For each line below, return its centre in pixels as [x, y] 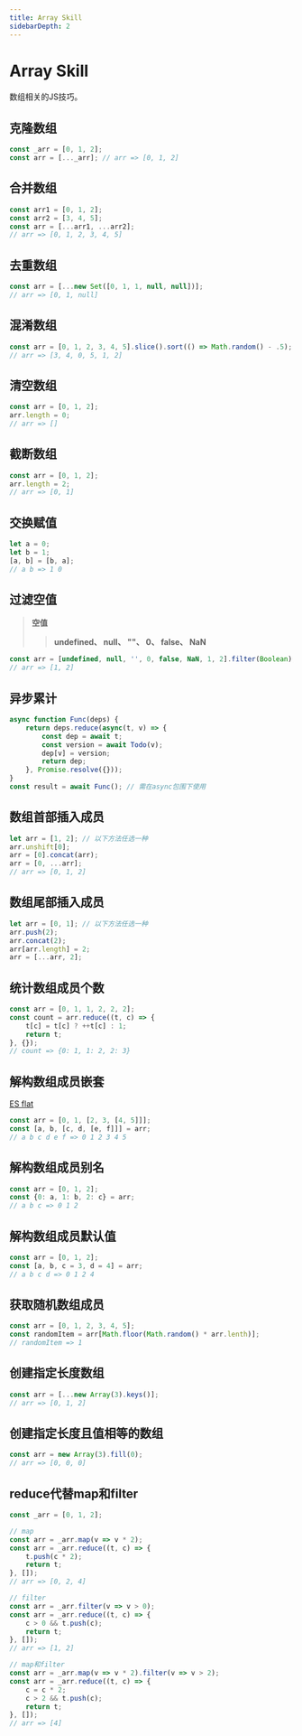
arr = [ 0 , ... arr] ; [46, 863]
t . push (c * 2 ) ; [54, 1556]
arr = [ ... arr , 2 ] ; [46, 957]
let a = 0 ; [30, 544]
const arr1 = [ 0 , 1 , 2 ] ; [56, 210]
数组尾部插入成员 [57, 903]
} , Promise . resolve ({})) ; [74, 770]
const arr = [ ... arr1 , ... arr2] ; [72, 227]
